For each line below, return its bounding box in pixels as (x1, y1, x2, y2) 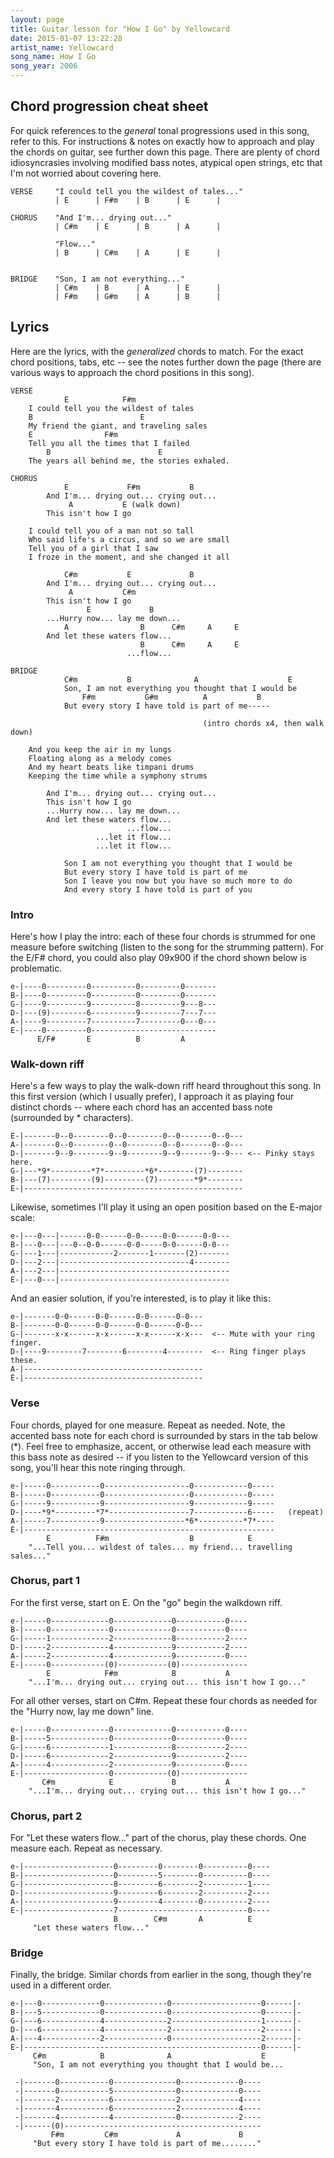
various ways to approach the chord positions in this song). (10, 366, 255, 378)
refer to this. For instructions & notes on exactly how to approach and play (10, 135, 315, 147)
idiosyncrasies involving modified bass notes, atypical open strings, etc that (10, 156, 323, 168)
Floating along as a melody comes (28, 753, 172, 763)
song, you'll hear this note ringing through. (10, 1461, 186, 1473)
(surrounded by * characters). (10, 1112, 134, 1124)
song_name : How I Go (10, 52, 97, 62)
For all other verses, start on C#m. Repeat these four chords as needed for (10, 1694, 318, 1706)
